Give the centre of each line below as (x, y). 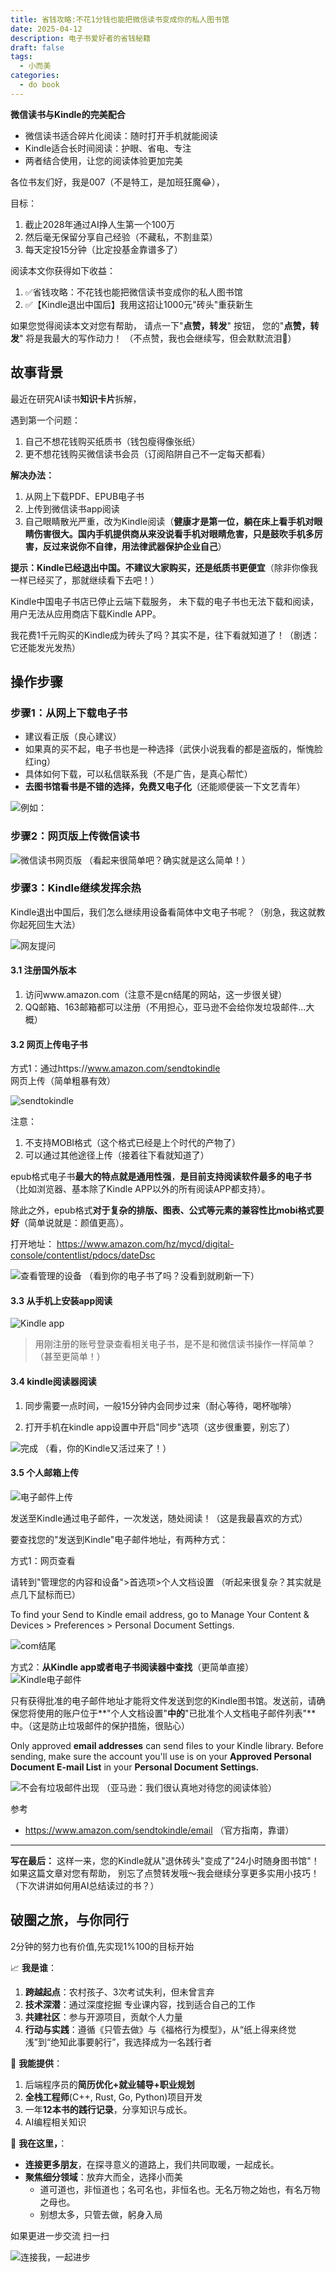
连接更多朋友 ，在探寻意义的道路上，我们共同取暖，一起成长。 (152, 2164)
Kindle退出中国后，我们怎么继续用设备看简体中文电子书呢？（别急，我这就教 (168, 912)
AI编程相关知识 (55, 2122)
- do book (39, 85)
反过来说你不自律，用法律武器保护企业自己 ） (134, 546)
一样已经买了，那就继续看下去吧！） (85, 580)
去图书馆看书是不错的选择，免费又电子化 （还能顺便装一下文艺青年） (165, 787)
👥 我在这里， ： (39, 2143)
